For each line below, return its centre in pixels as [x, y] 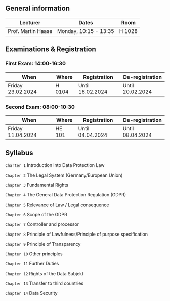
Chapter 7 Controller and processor [42, 224]
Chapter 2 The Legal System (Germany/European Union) [64, 175]
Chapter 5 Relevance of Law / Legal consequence [57, 205]
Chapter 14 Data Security [31, 293]
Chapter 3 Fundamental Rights [37, 185]
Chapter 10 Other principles [34, 254]
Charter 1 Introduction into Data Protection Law [55, 165]
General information [37, 8]
